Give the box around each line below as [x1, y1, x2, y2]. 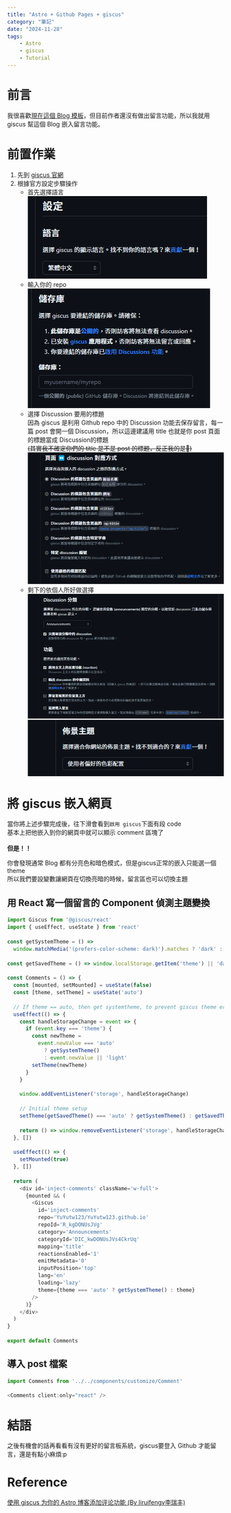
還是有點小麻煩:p [19, 1450, 67, 1459]
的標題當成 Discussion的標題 [27, 436, 109, 444]
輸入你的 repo [27, 280, 67, 288]
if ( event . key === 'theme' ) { [25, 1025, 112, 1032]
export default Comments [7, 1338, 78, 1344]
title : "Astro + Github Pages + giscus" [7, 11, 125, 18]
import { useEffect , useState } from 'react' [7, 924, 140, 931]
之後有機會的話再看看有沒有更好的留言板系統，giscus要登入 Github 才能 [7, 1441, 211, 1450]
